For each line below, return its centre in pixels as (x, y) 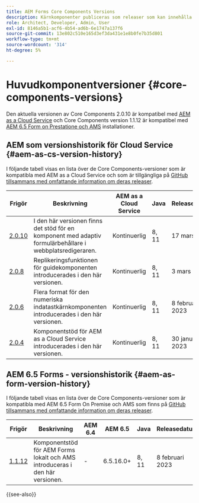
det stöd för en (54, 228)
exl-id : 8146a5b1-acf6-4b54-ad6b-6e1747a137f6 (65, 28)
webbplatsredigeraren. (65, 250)
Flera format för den (61, 292)
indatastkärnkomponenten (70, 307)
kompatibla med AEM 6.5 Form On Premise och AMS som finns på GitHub (96, 405)
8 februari (171, 457)
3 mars (181, 271)
